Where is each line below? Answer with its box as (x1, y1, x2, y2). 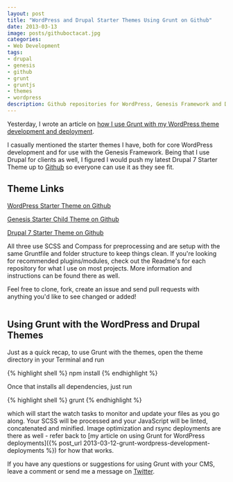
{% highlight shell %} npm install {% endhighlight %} (7, 369, 158, 377)
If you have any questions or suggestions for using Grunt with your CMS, (7, 460, 215, 468)
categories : (7, 36, 42, 43)
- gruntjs (7, 81, 36, 88)
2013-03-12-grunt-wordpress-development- (83, 439, 210, 447)
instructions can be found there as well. (7, 271, 120, 280)
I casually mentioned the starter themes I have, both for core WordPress (7, 140, 213, 149)
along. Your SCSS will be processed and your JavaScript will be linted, (7, 417, 208, 425)
